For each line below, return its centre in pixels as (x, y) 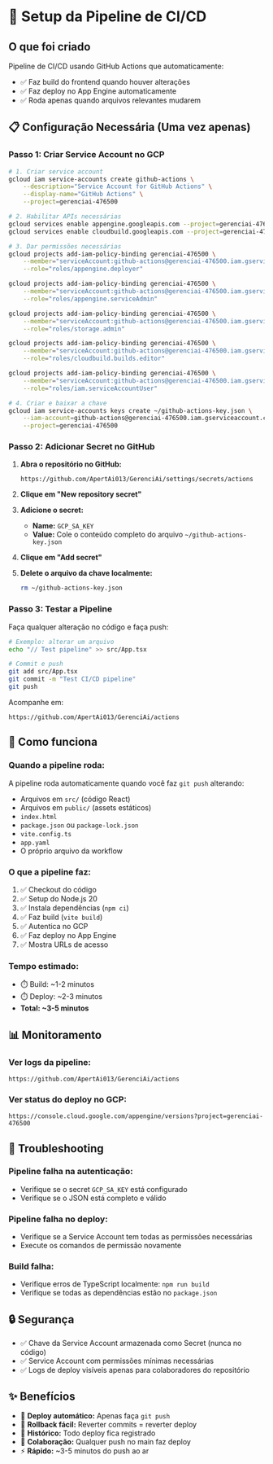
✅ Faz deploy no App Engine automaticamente (98, 91)
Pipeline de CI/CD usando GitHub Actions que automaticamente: (116, 66)
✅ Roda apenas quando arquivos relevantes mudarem (110, 100)
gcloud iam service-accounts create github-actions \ (102, 179)
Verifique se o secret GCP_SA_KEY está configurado (104, 1189)
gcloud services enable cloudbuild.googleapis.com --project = (116, 231)
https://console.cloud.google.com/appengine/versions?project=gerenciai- (136, 1116)
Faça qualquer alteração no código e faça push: (89, 627)
